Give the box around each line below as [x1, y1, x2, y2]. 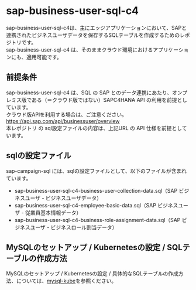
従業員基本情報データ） [25, 209, 82, 216]
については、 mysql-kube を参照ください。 [16, 277, 117, 285]
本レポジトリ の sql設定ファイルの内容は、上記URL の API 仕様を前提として [6, 124, 187, 131]
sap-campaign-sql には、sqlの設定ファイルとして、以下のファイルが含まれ [6, 167, 187, 174]
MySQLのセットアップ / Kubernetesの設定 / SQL [6, 242, 183, 253]
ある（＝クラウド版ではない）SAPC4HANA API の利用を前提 [31, 96, 177, 103]
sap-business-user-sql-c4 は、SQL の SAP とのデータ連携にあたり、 [6, 89, 173, 96]
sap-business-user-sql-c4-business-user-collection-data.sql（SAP [14, 187, 178, 194]
